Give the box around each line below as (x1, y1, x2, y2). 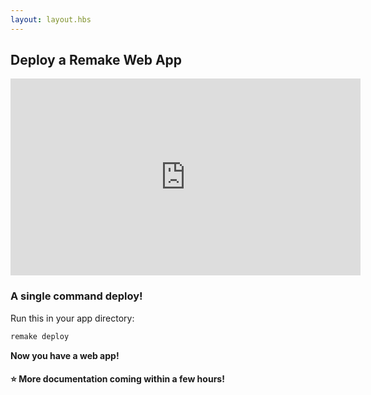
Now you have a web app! (10, 349, 120, 361)
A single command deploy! (10, 289, 143, 303)
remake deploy (10, 331, 70, 341)
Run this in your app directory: (10, 312, 135, 324)
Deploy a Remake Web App (10, 52, 183, 69)
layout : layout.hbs (10, 14, 92, 25)
